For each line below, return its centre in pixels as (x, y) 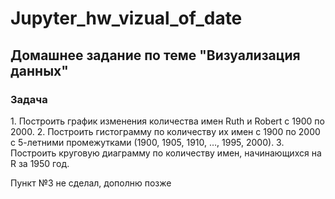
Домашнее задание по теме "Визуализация (155, 55)
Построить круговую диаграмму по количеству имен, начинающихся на (166, 153)
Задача (29, 99)
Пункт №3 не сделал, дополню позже (91, 183)
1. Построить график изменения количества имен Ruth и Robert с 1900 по (167, 121)
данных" (39, 70)
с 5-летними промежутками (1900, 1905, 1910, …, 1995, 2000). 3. (147, 142)
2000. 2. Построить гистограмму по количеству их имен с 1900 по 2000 (165, 131)
